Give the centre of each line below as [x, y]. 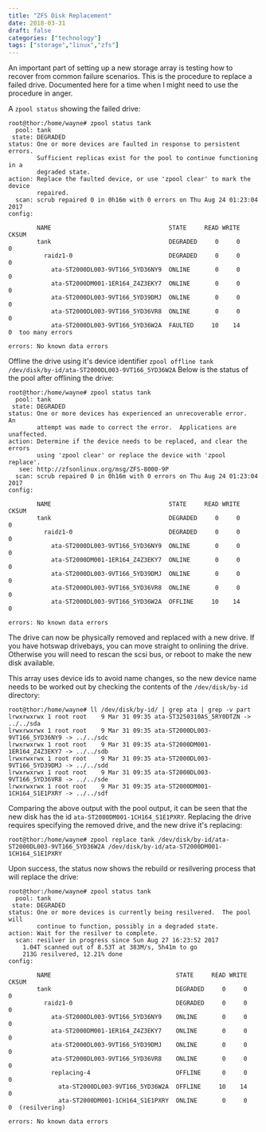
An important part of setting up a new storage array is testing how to [121, 68]
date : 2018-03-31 [37, 23]
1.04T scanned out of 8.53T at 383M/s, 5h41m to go [110, 948]
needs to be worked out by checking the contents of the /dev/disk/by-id [128, 687]
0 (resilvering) [37, 1108]
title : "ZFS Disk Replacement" [60, 16]
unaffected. [28, 435]
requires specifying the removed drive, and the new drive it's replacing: [125, 825]
